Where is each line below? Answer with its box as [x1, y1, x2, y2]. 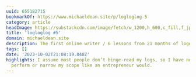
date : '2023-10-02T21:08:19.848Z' [6, 52, 90, 57]
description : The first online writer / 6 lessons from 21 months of [6, 41, 179, 47]
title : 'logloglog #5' [6, 30, 61, 36]
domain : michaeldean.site [6, 35, 69, 41]
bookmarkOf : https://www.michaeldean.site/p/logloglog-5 [6, 14, 148, 20]
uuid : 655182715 [6, 8, 45, 14]
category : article [6, 19, 51, 25]
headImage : [6, 24, 33, 31]
